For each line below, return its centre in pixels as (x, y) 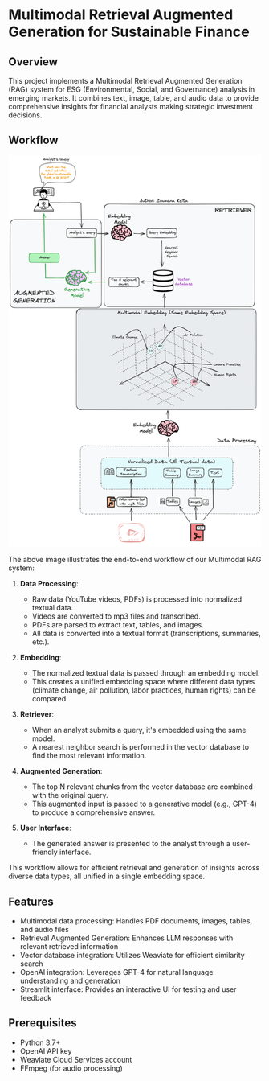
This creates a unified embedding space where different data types (143, 682)
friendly (45, 852)
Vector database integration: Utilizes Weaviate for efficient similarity (132, 956)
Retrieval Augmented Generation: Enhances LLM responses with (126, 938)
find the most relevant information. (89, 756)
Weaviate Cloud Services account (76, 1059)
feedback (36, 998)
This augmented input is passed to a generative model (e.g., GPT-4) (144, 804)
